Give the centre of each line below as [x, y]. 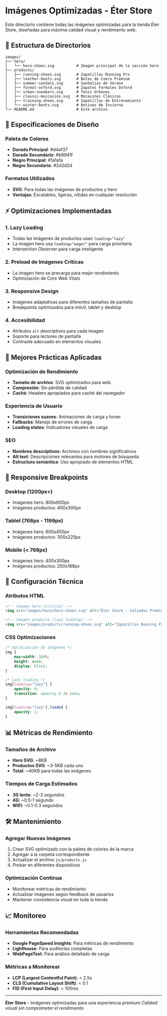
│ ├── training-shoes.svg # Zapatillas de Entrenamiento [73, 101]
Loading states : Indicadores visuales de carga [60, 427]
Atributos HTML [25, 596]
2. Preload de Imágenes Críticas [44, 262]
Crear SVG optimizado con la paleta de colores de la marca [73, 849]
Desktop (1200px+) [29, 491]
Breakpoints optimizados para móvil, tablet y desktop [67, 307]
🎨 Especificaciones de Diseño [52, 125]
